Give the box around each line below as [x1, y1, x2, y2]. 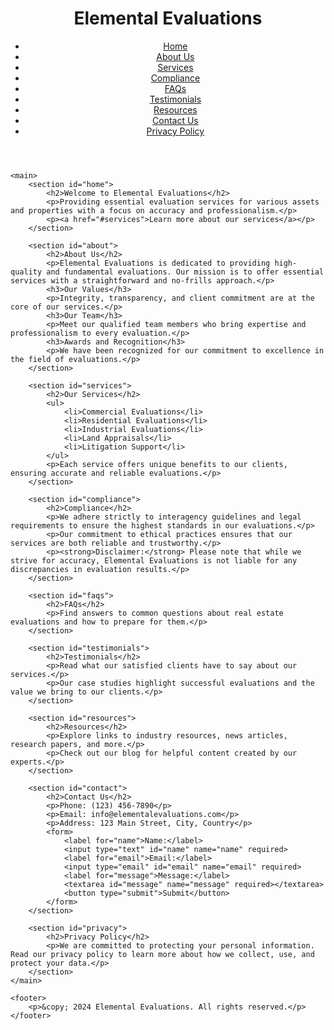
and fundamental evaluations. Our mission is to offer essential [46, 267, 325, 277]
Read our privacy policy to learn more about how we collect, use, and [10, 949, 315, 959]
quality [10, 267, 43, 277]
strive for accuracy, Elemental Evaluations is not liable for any [10, 555, 298, 566]
